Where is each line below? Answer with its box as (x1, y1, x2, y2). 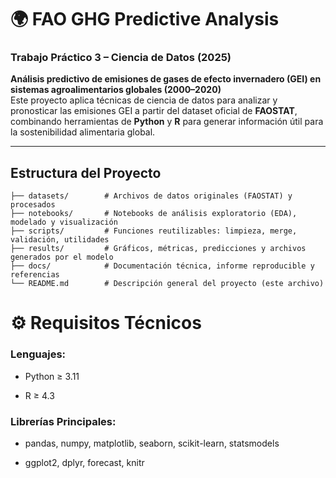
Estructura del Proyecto (10, 164, 162, 181)
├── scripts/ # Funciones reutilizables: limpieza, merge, (10, 226, 298, 236)
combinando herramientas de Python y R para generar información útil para (10, 116, 324, 128)
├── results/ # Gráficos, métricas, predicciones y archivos (10, 244, 307, 254)
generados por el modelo (10, 252, 114, 263)
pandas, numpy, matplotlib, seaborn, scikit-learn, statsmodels (24, 437, 280, 450)
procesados (10, 200, 56, 210)
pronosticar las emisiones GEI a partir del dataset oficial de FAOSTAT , (10, 105, 298, 117)
